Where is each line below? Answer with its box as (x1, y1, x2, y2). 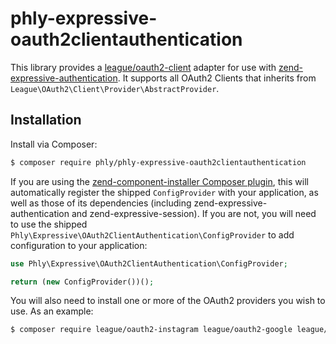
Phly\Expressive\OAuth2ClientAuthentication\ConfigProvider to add (10, 228, 295, 241)
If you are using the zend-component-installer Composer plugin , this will (10, 175, 309, 187)
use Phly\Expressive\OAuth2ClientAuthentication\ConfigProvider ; (10, 258, 288, 269)
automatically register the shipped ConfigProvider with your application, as (10, 186, 319, 198)
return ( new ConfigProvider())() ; (10, 277, 155, 287)
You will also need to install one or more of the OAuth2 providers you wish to (10, 295, 326, 307)
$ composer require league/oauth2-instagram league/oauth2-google (10, 325, 293, 335)
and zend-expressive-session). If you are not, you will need (71, 207, 317, 219)
